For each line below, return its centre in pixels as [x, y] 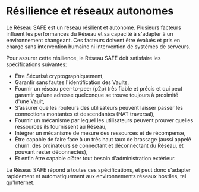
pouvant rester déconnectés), [51, 152]
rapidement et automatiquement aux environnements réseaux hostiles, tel [96, 176]
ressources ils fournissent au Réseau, [61, 126]
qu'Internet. [20, 182]
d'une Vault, [29, 101]
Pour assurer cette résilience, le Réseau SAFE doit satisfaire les [83, 58]
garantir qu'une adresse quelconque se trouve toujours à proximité [97, 95]
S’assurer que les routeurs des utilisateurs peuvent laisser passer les [99, 107]
